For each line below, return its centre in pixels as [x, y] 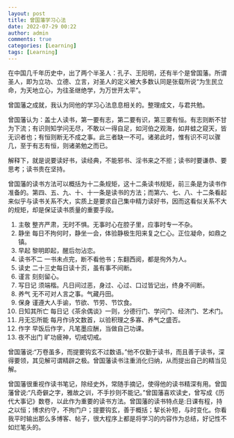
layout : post [27, 14]
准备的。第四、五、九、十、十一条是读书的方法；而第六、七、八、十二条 [111, 192]
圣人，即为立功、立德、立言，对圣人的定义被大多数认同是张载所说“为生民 [113, 81]
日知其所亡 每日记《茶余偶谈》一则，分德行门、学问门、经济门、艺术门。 [122, 311]
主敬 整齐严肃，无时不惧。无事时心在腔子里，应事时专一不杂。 [107, 224]
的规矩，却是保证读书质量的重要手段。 [62, 209]
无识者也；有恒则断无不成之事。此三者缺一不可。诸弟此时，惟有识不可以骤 [114, 137]
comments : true [30, 40]
